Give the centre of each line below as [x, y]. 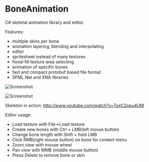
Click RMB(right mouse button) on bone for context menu [69, 140]
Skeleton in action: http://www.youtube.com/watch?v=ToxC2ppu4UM [74, 105]
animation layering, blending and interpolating [58, 46]
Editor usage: [18, 114]
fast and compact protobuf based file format [56, 72]
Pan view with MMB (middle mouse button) [55, 150]
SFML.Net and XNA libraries [40, 77]
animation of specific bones [40, 67]
